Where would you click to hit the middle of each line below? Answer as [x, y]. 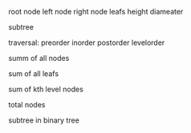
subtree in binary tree [44, 120]
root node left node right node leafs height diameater [96, 12]
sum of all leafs [33, 74]
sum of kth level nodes [46, 89]
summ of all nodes [39, 58]
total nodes [27, 105]
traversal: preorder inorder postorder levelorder [87, 42]
